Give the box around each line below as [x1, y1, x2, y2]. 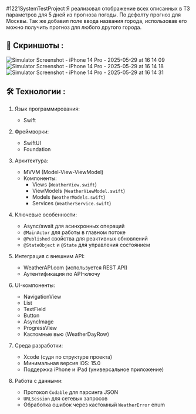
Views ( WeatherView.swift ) [32, 181, 97, 188]
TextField [23, 305, 46, 312]
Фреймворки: [14, 128, 49, 135]
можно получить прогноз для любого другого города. [6, 24, 142, 31]
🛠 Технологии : [6, 86, 66, 96]
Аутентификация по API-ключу [23, 270, 101, 277]
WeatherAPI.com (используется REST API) [23, 264, 128, 271]
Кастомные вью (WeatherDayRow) [23, 330, 110, 338]
